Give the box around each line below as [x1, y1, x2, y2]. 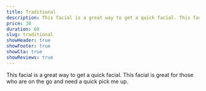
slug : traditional [6, 32, 53, 38]
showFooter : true [6, 43, 51, 49]
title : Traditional [6, 9, 56, 15]
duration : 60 [6, 26, 40, 32]
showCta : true [6, 49, 43, 55]
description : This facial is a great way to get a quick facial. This [6, 15, 191, 21]
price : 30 [6, 20, 32, 26]
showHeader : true [6, 37, 51, 43]
